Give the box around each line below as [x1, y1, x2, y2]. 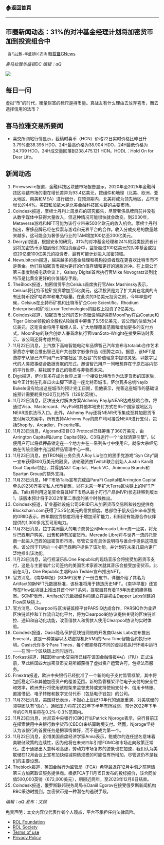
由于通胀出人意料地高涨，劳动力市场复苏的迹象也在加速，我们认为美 [21, 745, 158, 751]
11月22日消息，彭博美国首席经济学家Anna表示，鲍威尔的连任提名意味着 [12, 733, 156, 739]
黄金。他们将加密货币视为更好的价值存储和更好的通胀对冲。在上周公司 [17, 263, 158, 269]
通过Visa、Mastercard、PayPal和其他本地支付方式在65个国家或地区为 [12, 403, 153, 409]
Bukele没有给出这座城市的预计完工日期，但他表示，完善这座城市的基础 [12, 385, 155, 391]
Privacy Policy [12, 834, 41, 840]
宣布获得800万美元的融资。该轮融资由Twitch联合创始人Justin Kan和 [17, 458, 154, 464]
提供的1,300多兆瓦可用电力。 [12, 520, 71, 525]
